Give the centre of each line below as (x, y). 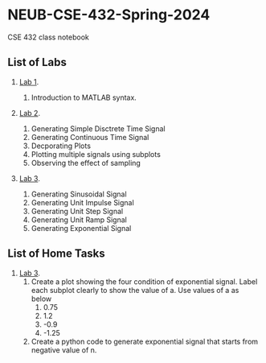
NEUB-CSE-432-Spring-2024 (109, 15)
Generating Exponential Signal (81, 228)
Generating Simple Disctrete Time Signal (98, 128)
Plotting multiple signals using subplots (96, 154)
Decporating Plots (61, 146)
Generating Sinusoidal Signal (79, 194)
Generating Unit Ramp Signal (79, 220)
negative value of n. (64, 350)
